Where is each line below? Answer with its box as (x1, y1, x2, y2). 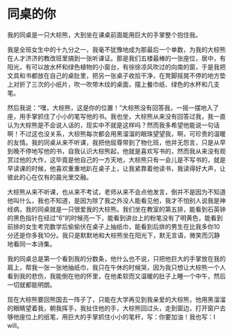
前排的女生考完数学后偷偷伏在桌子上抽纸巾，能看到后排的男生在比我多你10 (7, 222, 221, 230)
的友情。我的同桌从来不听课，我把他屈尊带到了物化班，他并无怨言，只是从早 (7, 138, 226, 146)
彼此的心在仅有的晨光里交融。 (7, 173, 92, 181)
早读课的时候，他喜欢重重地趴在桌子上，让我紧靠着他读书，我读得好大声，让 (7, 164, 226, 172)
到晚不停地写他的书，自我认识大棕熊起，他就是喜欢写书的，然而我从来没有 (7, 146, 220, 155)
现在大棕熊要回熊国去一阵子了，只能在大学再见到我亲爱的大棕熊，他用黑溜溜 (7, 295, 226, 303)
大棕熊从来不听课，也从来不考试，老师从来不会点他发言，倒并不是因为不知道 (7, 187, 226, 196)
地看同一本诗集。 (7, 240, 56, 248)
